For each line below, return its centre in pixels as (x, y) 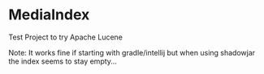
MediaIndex (49, 15)
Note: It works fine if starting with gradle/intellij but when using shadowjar (132, 52)
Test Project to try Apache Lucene (66, 37)
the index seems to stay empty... (63, 61)
